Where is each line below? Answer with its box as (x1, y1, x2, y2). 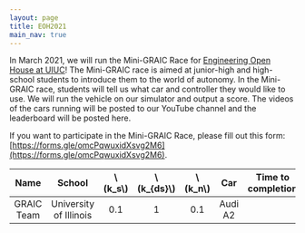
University (51, 198, 95, 210)
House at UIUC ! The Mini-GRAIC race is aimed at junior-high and (9, 64, 251, 75)
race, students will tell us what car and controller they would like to (35, 83, 286, 95)
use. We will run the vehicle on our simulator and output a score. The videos (9, 93, 294, 104)
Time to (255, 171, 290, 184)
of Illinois (53, 209, 93, 222)
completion (247, 182, 298, 195)
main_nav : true (9, 30, 67, 39)
